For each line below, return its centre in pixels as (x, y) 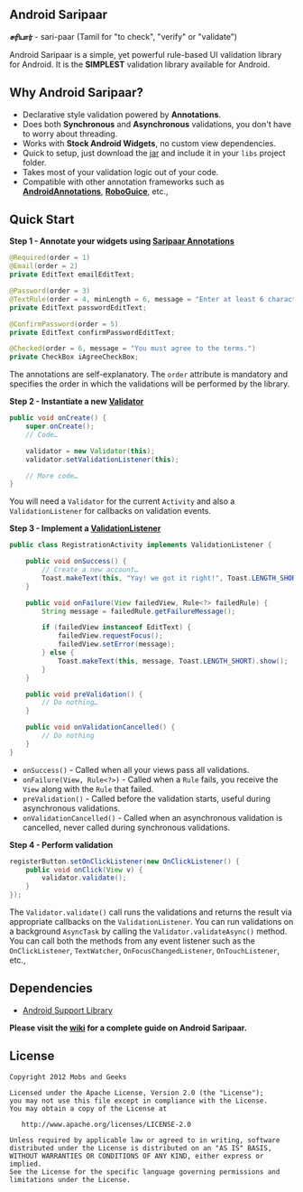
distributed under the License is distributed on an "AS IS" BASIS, (141, 1148)
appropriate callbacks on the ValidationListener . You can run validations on (151, 922)
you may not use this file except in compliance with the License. (139, 1101)
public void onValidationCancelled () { (101, 727)
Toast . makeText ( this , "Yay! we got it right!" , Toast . (147, 578)
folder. (34, 163)
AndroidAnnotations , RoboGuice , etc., (95, 191)
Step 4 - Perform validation (61, 844)
